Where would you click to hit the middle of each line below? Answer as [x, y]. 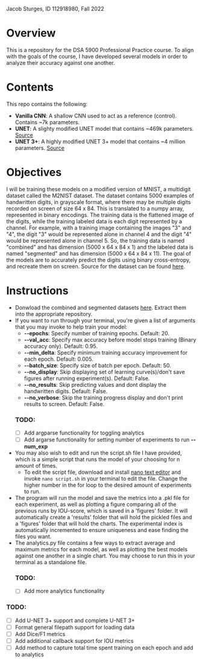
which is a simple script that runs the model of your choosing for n [97, 459]
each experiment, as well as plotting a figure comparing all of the [96, 504]
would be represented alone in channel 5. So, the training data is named [96, 240]
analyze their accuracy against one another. [61, 62]
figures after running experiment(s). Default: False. [87, 378]
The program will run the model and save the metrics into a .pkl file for [102, 498]
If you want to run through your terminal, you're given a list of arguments [105, 320]
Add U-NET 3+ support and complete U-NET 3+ [75, 620]
